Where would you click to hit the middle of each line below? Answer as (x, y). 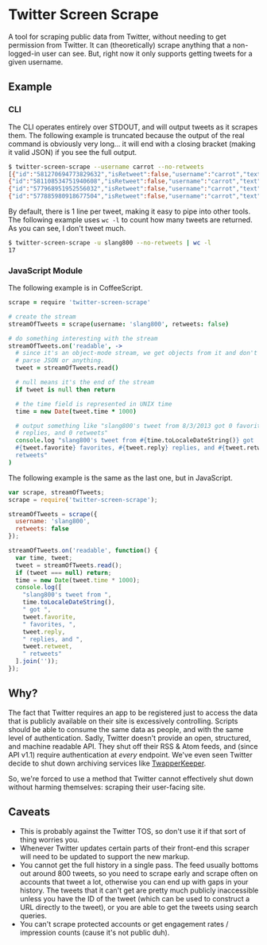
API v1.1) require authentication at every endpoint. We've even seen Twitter (130, 754)
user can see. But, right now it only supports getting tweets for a (147, 53)
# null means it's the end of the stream (85, 383)
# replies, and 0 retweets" (62, 433)
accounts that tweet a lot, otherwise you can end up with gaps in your (134, 881)
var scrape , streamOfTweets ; (56, 492)
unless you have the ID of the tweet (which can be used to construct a (135, 898)
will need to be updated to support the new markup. (105, 856)
